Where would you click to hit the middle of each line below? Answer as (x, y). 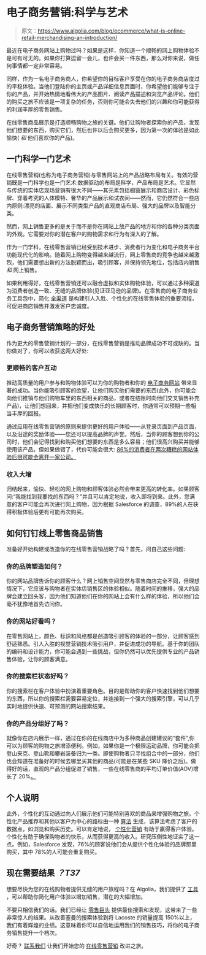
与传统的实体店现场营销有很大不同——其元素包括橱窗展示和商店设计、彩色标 (103, 190)
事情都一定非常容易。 (38, 66)
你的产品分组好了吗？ (38, 723)
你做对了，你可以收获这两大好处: (48, 351)
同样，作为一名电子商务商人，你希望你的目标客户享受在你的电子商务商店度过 (103, 79)
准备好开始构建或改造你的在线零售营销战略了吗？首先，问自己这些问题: (96, 549)
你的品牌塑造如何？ (35, 566)
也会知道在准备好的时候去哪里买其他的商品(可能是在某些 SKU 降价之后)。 (99, 761)
